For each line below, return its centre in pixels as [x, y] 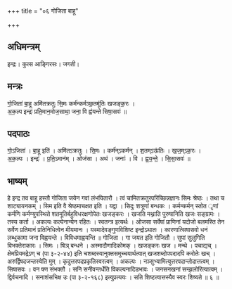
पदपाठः [19, 134]
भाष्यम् [17, 181]
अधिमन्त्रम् [24, 47]
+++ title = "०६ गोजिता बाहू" [43, 11]
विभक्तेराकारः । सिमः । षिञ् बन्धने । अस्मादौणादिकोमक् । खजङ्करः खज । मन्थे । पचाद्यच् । [112, 245]
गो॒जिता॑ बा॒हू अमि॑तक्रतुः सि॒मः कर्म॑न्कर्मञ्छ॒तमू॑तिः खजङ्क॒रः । [71, 103]
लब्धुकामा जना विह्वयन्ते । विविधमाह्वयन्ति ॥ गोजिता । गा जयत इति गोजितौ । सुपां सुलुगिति [106, 238]
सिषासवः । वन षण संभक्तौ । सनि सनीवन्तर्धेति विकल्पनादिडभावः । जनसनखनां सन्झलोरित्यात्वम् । [115, 269]
